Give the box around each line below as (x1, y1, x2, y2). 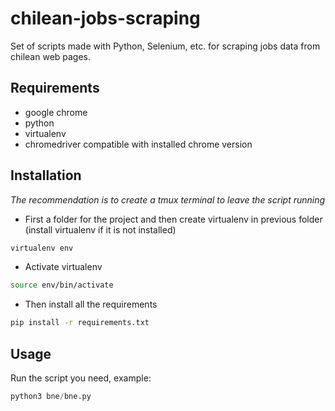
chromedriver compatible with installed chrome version (24, 138, 253, 150)
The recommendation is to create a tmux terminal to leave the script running (10, 193, 326, 206)
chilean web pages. (10, 50, 92, 62)
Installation (10, 167, 82, 184)
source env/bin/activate (10, 280, 114, 291)
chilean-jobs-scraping (10, 7, 201, 30)
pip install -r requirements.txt (10, 318, 150, 328)
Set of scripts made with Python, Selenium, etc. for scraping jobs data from (10, 40, 321, 52)
